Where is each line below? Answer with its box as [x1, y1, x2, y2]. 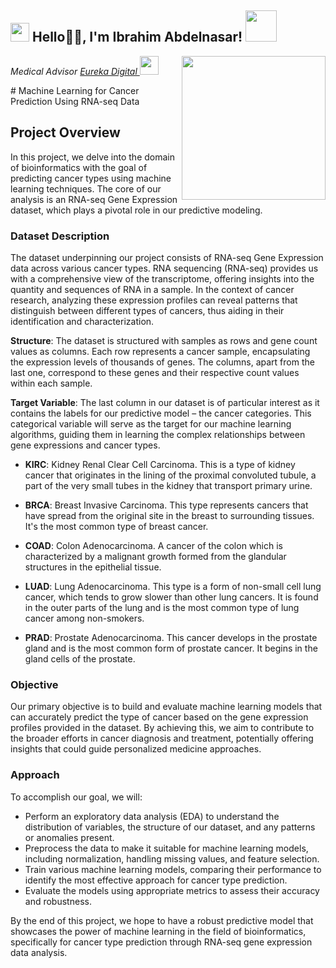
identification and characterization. [10, 315, 155, 327]
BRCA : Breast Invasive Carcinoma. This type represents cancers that [24, 499, 309, 511]
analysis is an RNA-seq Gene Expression [10, 193, 178, 205]
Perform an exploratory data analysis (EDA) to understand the [24, 810, 280, 822]
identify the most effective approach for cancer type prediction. [24, 874, 288, 886]
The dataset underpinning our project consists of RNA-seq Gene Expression [10, 251, 324, 263]
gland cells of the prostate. [24, 652, 136, 665]
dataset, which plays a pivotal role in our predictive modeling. [10, 204, 263, 216]
